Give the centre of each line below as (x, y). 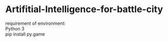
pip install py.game (25, 34)
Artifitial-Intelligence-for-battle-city (84, 9)
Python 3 (15, 28)
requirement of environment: (35, 23)
